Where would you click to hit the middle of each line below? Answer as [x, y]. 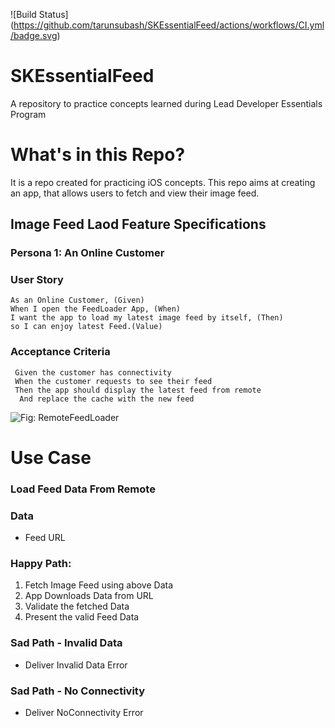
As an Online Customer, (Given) [77, 300]
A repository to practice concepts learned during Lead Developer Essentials [166, 103]
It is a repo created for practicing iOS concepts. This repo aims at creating [163, 182]
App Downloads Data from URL [89, 596]
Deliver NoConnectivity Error [84, 713]
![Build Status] [39, 14]
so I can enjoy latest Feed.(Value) [86, 327]
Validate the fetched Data [77, 606]
